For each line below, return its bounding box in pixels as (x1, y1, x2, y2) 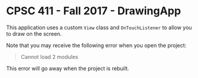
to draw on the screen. (6, 30, 62, 37)
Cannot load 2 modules (20, 53, 79, 60)
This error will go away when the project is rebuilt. (6, 64, 129, 72)
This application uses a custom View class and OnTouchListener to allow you (6, 24, 192, 31)
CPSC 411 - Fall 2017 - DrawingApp (6, 4, 181, 18)
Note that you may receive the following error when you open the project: (6, 42, 187, 49)
